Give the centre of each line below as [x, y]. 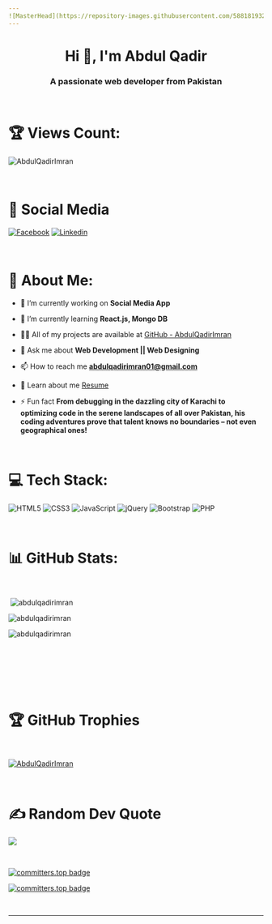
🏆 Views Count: [64, 133]
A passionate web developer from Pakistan [136, 81]
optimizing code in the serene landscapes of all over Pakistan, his [132, 413]
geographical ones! [53, 430]
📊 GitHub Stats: [64, 558]
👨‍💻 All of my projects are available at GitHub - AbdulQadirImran [126, 334]
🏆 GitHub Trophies [74, 720]
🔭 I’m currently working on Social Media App [95, 303]
